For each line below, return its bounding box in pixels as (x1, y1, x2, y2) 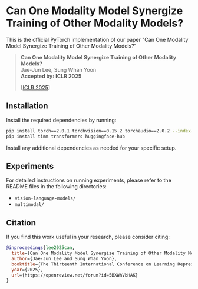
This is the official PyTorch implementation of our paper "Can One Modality (6, 36, 189, 43)
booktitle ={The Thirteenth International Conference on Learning (11, 261, 176, 267)
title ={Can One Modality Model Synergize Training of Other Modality (11, 250, 186, 256)
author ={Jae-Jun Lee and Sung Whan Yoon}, (11, 255, 117, 261)
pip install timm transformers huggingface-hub (6, 134, 126, 139)
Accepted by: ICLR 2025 (20, 72, 82, 79)
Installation (6, 101, 48, 111)
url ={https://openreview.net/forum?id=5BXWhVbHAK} (11, 272, 138, 278)
